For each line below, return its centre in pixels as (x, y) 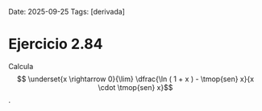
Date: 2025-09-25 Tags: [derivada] (67, 12)
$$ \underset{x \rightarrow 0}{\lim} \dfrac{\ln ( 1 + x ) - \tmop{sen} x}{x (135, 79)
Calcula (21, 66)
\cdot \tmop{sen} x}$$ (135, 87)
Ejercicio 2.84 (56, 44)
